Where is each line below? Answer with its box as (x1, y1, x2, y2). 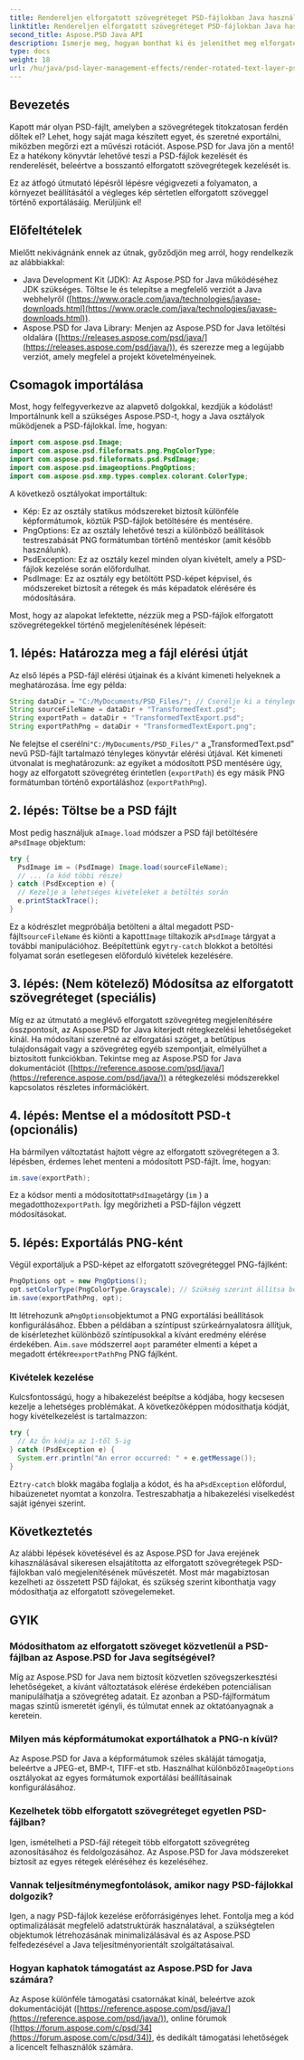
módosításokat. (9, 1209, 67, 1220)
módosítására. (22, 592, 77, 603)
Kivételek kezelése (9, 1371, 95, 1384)
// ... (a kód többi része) (17, 871, 124, 880)
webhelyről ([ (22, 293, 72, 304)
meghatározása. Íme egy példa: (9, 679, 127, 690)
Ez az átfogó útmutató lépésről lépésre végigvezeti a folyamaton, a (9, 177, 258, 188)
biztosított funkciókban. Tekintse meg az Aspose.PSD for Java (9, 1052, 242, 1064)
